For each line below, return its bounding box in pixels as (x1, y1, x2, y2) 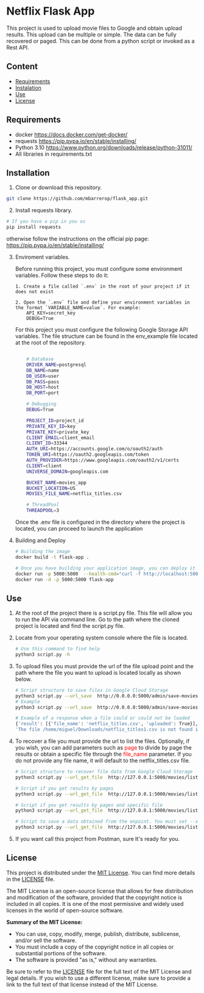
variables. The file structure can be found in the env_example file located (15, 333, 198, 340)
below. (15, 675, 32, 683)
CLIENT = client (26, 462, 62, 469)
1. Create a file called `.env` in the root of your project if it (15, 284, 190, 290)
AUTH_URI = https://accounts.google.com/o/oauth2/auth (26, 446, 163, 452)
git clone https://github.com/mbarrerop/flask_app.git (6, 196, 149, 202)
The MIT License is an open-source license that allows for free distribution (6, 887, 194, 894)
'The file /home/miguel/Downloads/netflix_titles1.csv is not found (15, 726, 193, 733)
